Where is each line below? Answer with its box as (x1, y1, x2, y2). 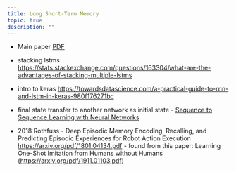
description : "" (7, 23, 55, 30)
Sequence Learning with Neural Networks (17, 113, 139, 121)
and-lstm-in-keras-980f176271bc (17, 92, 114, 100)
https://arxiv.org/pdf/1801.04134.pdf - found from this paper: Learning (17, 142, 221, 150)
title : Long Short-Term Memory (7, 10, 99, 18)
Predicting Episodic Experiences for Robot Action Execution (17, 134, 192, 143)
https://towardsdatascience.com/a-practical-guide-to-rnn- (57, 85, 229, 93)
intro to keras (17, 85, 56, 93)
